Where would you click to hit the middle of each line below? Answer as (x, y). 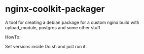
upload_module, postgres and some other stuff (53, 27)
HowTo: (13, 37)
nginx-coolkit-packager (55, 9)
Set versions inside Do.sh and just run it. (46, 46)
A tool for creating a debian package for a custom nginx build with (72, 22)
